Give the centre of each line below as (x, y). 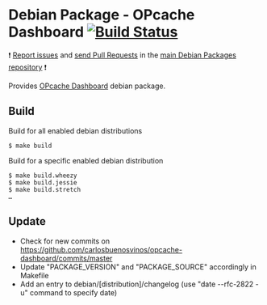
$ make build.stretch (45, 189)
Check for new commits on (65, 241)
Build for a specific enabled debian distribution (86, 160)
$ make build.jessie (43, 182)
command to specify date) (73, 292)
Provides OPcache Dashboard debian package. (87, 86)
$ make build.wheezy (43, 176)
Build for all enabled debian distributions (75, 130)
